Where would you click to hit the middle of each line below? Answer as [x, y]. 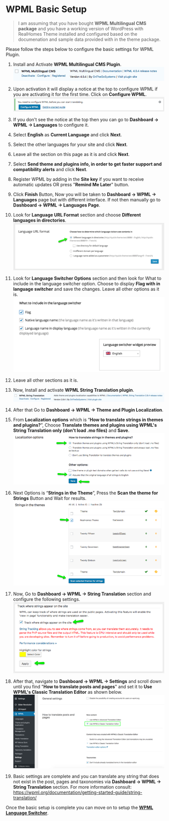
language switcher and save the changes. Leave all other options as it [86, 289]
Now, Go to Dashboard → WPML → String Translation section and [82, 594]
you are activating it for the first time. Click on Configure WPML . [80, 94]
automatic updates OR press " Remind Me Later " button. [71, 185]
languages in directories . [40, 220]
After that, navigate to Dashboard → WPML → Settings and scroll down [87, 681]
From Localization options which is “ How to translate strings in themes [88, 420]
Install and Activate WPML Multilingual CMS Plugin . [67, 64]
